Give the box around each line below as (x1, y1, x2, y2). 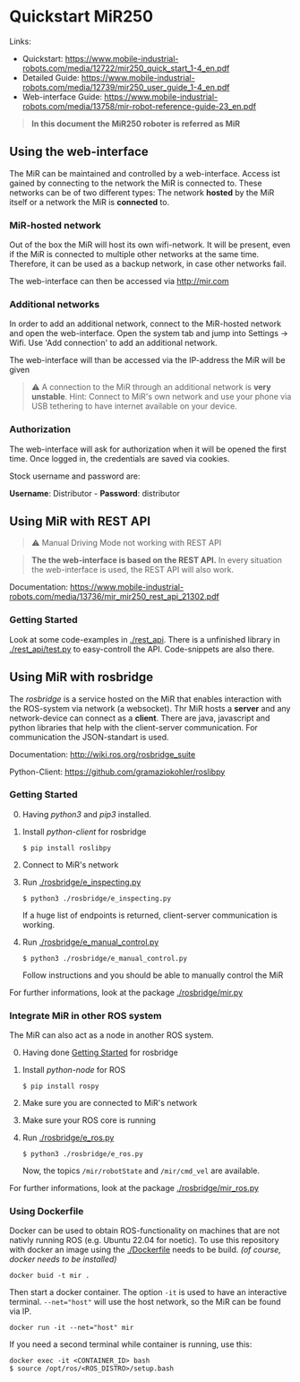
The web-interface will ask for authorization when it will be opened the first (9, 444, 287, 454)
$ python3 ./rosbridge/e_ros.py (21, 1150, 143, 1159)
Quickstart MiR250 (9, 6, 154, 27)
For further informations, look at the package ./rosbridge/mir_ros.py (9, 1183, 260, 1194)
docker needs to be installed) (9, 1254, 117, 1265)
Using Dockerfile (9, 1205, 84, 1218)
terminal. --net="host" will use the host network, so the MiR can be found (9, 1297, 281, 1308)
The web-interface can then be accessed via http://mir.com (9, 276, 229, 287)
